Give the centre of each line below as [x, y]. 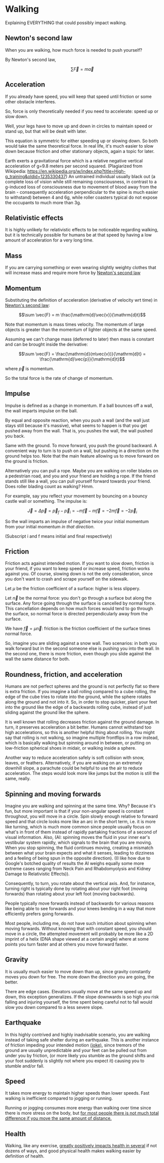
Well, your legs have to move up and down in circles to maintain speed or [79, 126]
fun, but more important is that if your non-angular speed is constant [74, 811]
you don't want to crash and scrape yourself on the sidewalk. [67, 579]
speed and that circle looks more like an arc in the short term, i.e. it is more [80, 822]
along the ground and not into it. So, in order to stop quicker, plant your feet [81, 702]
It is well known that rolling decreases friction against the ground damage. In [82, 722]
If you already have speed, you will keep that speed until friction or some [78, 96]
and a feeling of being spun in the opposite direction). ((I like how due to [78, 858]
